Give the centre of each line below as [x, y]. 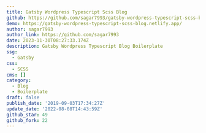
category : [19, 80]
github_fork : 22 [27, 120]
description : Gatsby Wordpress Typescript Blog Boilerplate [85, 47]
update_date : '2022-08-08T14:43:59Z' [55, 109]
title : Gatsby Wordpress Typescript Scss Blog [67, 12]
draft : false [23, 97]
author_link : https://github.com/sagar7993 [63, 35]
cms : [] [16, 75]
